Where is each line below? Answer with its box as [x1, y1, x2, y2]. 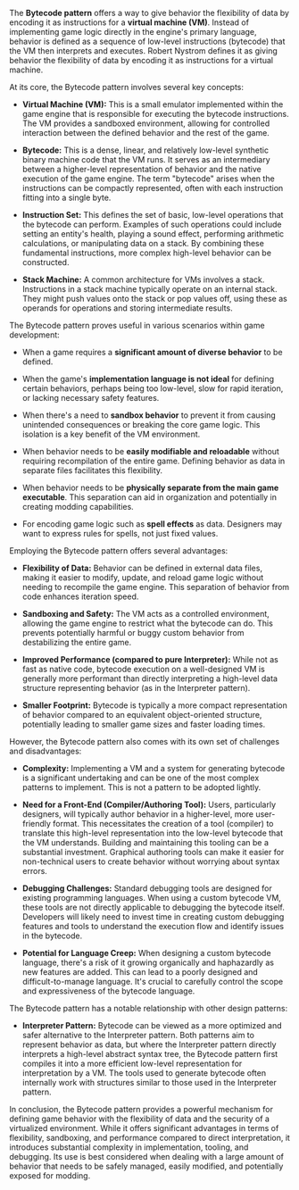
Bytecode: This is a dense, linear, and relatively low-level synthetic [21, 145, 270, 155]
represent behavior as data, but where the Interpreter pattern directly [21, 1039, 277, 1050]
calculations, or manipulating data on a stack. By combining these [21, 238, 265, 248]
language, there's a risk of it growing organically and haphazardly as [21, 957, 275, 968]
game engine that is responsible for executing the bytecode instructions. [21, 109, 290, 119]
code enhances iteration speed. [21, 591, 139, 602]
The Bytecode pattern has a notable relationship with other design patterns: [9, 1003, 288, 1013]
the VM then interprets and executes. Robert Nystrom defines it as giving [9, 46, 278, 56]
